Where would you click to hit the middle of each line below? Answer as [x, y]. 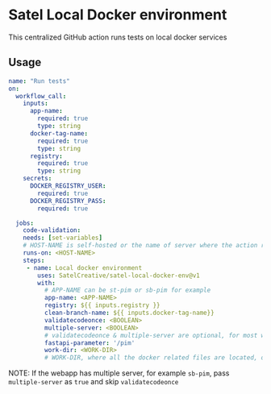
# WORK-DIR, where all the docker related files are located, [151, 358]
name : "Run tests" [39, 81]
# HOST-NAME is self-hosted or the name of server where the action [140, 246]
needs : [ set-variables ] [63, 238]
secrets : [38, 179]
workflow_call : [41, 96]
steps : [34, 260]
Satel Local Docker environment [118, 15]
